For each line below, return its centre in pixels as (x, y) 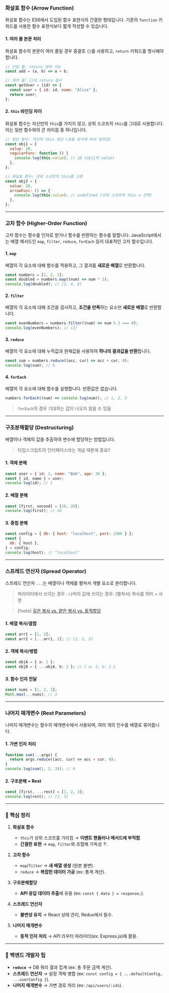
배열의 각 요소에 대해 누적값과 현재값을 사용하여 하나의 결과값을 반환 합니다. (78, 351)
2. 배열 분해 (17, 495)
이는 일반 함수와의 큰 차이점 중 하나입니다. (46, 130)
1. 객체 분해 (16, 463)
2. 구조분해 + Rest (23, 781)
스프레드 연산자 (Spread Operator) (46, 571)
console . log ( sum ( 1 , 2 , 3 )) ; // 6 (40, 769)
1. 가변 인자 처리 (21, 744)
